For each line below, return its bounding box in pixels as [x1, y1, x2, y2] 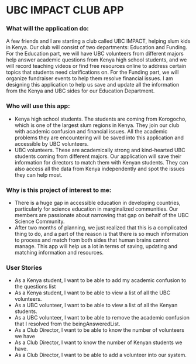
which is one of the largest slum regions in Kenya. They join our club [14, 121, 180, 129]
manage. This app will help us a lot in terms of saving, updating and [14, 243, 178, 250]
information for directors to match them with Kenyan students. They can [14, 159, 188, 166]
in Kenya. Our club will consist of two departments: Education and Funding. [6, 44, 187, 51]
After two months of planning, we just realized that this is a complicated [14, 224, 188, 231]
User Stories [6, 264, 43, 272]
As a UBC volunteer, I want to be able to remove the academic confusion [14, 314, 190, 321]
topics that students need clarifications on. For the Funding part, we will [6, 68, 179, 76]
